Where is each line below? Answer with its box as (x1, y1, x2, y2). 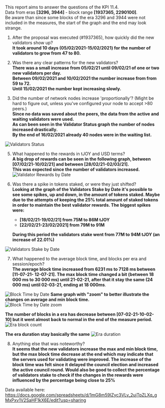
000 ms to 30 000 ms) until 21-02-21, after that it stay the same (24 (12, 277, 153, 282)
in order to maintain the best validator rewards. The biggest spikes (12, 202, 151, 208)
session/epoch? (12, 261, 45, 267)
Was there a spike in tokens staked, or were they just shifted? (12, 181, 137, 187)
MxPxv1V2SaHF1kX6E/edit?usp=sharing (5, 397, 86, 403)
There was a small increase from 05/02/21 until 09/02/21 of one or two (12, 65, 160, 71)
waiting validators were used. (12, 116, 75, 122)
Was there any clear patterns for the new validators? (12, 60, 118, 65)
